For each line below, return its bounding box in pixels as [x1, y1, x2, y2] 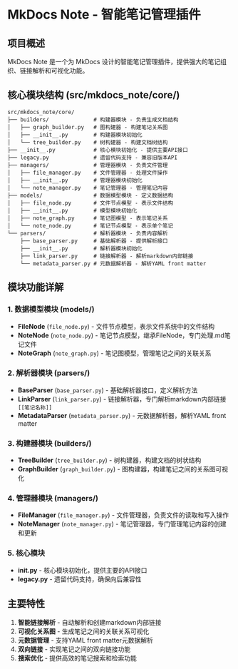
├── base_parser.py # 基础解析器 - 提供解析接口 [20, 237, 168, 245]
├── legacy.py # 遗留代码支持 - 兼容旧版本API [7, 154, 178, 161]
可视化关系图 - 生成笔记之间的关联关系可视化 [17, 627, 150, 635]
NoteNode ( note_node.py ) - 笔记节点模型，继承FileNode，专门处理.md [17, 331, 224, 339]
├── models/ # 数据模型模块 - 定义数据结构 [7, 192, 173, 199]
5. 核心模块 [7, 548, 46, 558]
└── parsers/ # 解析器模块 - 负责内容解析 [7, 230, 168, 237]
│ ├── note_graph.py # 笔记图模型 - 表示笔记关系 [7, 215, 168, 222]
